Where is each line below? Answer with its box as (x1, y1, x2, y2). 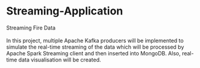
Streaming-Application (6, 4, 123, 18)
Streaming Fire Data (6, 24, 56, 31)
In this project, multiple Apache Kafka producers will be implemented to (6, 37, 184, 44)
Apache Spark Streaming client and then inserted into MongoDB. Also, (6, 49, 181, 57)
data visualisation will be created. (18, 56, 101, 63)
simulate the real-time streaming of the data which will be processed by (6, 43, 184, 51)
